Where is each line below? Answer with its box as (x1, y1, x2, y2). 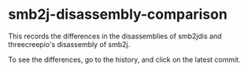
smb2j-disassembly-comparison (8, 5, 228, 23)
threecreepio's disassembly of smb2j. (8, 39, 131, 49)
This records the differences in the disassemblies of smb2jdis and (8, 31, 222, 41)
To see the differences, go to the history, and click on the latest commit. (8, 55, 241, 64)
